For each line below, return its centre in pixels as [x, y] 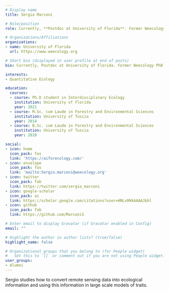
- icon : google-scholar [30, 191]
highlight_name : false [29, 242]
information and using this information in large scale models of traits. [76, 285]
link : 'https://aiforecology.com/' [47, 158]
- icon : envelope [23, 163]
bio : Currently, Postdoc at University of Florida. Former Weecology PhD [84, 65]
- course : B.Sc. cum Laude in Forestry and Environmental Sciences [82, 126]
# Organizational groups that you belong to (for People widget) [75, 251]
